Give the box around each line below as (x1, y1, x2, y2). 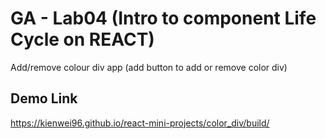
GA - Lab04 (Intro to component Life (10, 7, 317, 30)
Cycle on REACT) (10, 28, 155, 51)
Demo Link (10, 90, 78, 107)
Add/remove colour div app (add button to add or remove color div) (10, 61, 288, 73)
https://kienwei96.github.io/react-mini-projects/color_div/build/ (10, 117, 270, 129)
